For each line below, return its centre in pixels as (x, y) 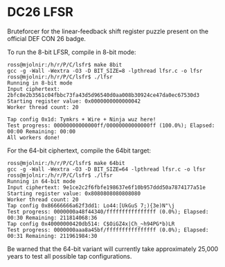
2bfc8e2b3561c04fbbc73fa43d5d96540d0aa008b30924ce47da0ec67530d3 (103, 95)
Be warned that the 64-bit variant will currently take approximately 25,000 (113, 249)
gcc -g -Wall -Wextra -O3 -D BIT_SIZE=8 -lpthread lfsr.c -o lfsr (105, 71)
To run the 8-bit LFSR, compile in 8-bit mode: (72, 52)
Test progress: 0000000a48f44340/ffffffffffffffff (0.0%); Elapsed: (108, 212)
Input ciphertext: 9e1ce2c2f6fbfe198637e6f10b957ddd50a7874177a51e (107, 187)
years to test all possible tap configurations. (70, 256)
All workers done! (34, 137)
